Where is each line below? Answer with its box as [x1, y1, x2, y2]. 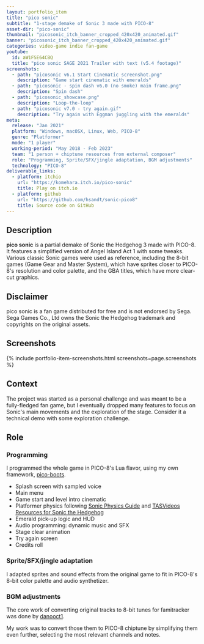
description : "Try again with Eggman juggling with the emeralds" [17, 111, 190, 117]
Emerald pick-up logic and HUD [15, 515, 95, 523]
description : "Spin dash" [17, 89, 84, 95]
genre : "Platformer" [12, 134, 64, 141]
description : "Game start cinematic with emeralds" [17, 77, 151, 83]
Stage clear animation [15, 528, 71, 536]
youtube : [6, 49, 29, 55]
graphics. [15, 273, 40, 281]
